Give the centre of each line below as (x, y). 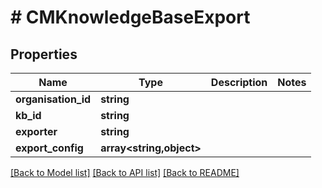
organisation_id (53, 99)
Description (239, 82)
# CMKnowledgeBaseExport (130, 17)
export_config (49, 148)
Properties (44, 54)
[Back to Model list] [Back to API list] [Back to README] (125, 172)
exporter (36, 131)
